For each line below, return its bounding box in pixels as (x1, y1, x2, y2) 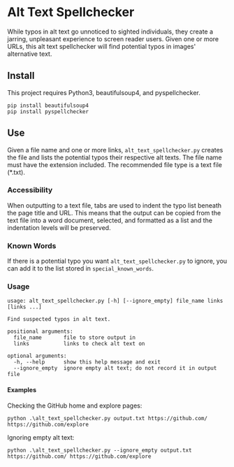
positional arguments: (7, 328, 73, 336)
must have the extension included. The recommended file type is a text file (7, 160, 222, 168)
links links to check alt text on (13, 340, 145, 347)
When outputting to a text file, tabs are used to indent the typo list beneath (7, 201, 222, 210)
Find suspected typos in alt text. (7, 316, 111, 323)
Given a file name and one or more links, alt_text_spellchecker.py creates (7, 145, 224, 154)
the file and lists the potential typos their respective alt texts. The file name (7, 153, 222, 161)
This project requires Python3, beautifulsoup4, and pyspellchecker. (7, 88, 201, 96)
